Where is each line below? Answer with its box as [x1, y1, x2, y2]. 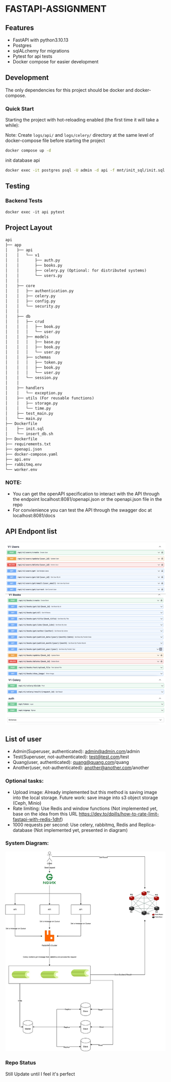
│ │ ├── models [5, 334, 49, 340]
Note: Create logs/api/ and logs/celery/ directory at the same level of [5, 132, 154, 138]
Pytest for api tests [12, 53, 52, 59]
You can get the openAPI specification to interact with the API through [12, 491, 160, 497]
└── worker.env [5, 467, 38, 472]
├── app [5, 243, 22, 248]
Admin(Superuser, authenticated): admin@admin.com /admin [12, 749, 140, 755]
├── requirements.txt [5, 442, 51, 447]
